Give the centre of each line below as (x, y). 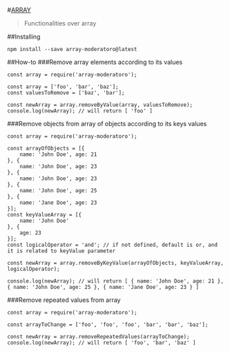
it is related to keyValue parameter (61, 251)
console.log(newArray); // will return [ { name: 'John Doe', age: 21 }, (116, 281)
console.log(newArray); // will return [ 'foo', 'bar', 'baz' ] (102, 343)
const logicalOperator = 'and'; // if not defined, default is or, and (112, 245)
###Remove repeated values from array (64, 300)
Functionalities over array (60, 23)
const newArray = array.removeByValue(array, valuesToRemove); (100, 105)
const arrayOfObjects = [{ (46, 148)
